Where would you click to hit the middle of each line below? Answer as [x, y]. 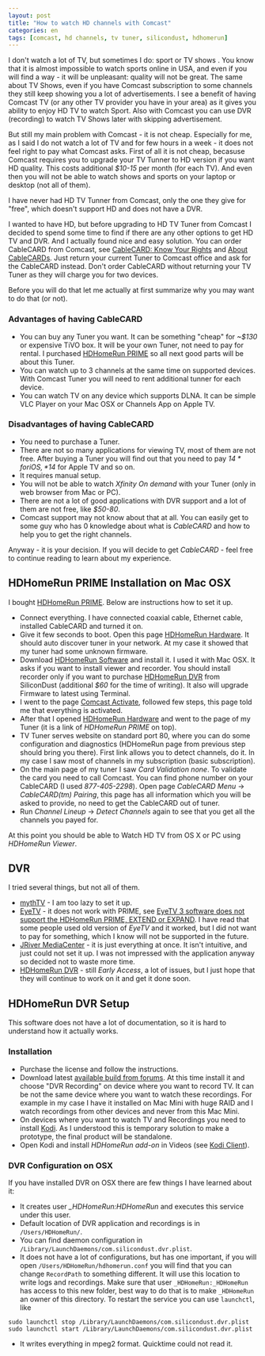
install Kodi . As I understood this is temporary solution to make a [124, 1128]
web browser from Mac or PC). [70, 492]
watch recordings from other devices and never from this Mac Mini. [129, 1111]
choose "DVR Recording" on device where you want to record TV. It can [137, 1086]
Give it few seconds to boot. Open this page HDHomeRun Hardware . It [134, 634]
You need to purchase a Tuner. [70, 442]
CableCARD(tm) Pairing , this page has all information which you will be [135, 795]
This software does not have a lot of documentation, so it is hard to [117, 1023]
